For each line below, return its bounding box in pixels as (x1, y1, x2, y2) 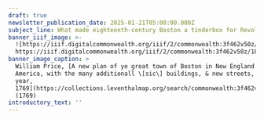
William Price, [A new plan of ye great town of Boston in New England (15, 63, 255, 70)
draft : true (8, 11, 47, 20)
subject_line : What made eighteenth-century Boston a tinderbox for (8, 26, 237, 34)
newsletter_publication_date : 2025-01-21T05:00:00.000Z (8, 19, 195, 27)
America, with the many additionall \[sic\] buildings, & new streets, (15, 70, 255, 78)
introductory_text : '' (8, 99, 82, 106)
